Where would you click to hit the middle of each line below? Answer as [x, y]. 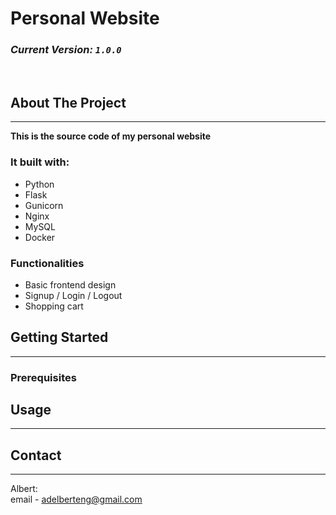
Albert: [24, 489]
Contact [36, 455]
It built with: [40, 162]
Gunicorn [44, 205]
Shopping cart [54, 306]
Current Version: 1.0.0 [66, 50]
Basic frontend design [70, 284]
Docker [40, 237]
